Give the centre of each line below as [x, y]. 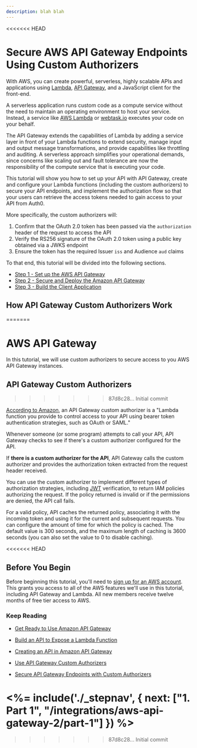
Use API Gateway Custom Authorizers [61, 663]
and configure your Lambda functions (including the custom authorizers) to [97, 184]
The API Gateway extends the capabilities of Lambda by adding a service [95, 135]
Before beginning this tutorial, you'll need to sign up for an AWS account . [94, 582]
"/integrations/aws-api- [104, 711]
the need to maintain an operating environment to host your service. [89, 111]
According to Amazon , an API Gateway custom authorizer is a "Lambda [92, 410]
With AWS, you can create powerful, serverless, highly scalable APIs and [94, 81]
